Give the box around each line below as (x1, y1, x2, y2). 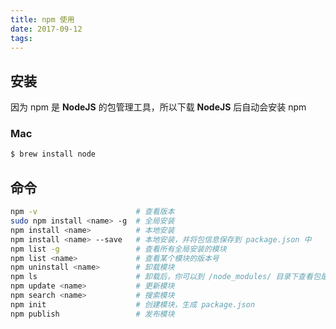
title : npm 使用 (10, 14, 75, 25)
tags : (10, 33, 33, 43)
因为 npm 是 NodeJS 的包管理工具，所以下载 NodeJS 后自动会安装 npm (10, 101, 307, 113)
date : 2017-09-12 (10, 24, 83, 34)
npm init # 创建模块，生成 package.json (10, 299, 256, 310)
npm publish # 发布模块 (10, 309, 175, 319)
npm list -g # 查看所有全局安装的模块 (10, 244, 227, 254)
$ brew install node (10, 149, 97, 160)
